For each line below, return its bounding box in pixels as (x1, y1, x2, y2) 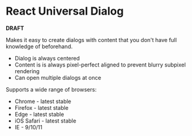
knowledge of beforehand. (6, 43, 73, 50)
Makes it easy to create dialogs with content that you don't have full (6, 36, 177, 43)
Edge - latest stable (14, 110, 64, 118)
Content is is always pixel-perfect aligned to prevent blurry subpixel (14, 61, 186, 68)
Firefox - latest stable (14, 104, 69, 111)
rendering (14, 67, 40, 74)
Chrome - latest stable (14, 98, 72, 105)
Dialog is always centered (14, 54, 80, 62)
